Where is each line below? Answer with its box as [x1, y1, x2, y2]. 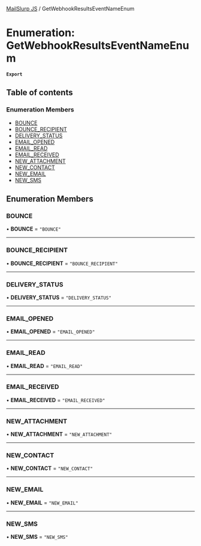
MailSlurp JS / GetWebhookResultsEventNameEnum [6, 5, 135, 12]
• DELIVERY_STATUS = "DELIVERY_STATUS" [6, 294, 112, 301]
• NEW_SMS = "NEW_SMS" [6, 533, 69, 540]
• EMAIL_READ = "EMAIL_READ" [6, 362, 83, 369]
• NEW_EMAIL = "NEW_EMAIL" [6, 499, 79, 506]
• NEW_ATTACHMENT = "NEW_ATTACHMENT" [6, 431, 112, 438]
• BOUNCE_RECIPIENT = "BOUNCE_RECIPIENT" [6, 260, 118, 267]
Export [6, 71, 23, 77]
